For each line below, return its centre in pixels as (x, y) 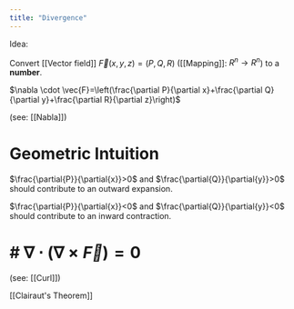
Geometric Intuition (84, 154)
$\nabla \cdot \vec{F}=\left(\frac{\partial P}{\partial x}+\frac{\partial (136, 90)
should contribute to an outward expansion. (91, 189)
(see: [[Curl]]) (35, 278)
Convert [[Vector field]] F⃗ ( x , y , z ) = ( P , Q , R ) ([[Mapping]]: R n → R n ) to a (145, 62)
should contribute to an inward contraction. (91, 216)
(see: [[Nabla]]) (38, 117)
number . (26, 73)
